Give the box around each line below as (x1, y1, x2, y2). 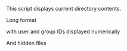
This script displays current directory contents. (6, 5, 121, 12)
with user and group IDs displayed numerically (6, 28, 120, 35)
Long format (6, 17, 37, 23)
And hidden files (6, 40, 47, 46)
